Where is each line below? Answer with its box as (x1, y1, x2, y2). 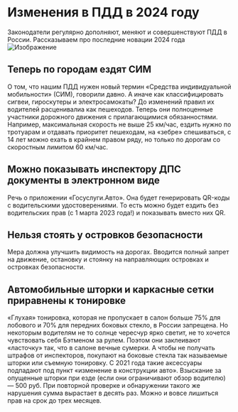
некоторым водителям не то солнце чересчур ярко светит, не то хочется (7, 328, 230, 337)
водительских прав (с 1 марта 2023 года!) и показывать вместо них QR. (7, 208, 226, 217)
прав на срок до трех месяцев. (7, 396, 102, 405)
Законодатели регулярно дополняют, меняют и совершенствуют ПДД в (7, 28, 227, 36)
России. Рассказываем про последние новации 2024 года (7, 35, 185, 43)
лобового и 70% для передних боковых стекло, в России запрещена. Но (7, 321, 229, 330)
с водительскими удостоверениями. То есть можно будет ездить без (7, 200, 219, 210)
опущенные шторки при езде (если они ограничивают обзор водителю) (7, 374, 226, 382)
